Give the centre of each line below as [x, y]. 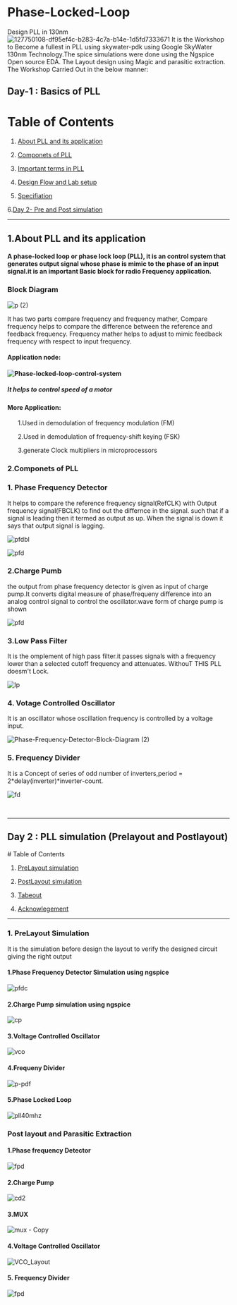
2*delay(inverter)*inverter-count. [55, 781]
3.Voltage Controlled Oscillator [54, 1036]
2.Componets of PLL [43, 468]
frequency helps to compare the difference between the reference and [110, 326]
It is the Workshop [198, 39]
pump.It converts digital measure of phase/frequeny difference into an [109, 594]
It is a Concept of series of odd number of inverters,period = [95, 773]
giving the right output [39, 956]
